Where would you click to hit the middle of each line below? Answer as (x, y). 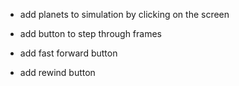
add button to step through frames (90, 33)
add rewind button (57, 72)
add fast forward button (68, 53)
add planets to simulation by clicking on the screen (124, 14)
